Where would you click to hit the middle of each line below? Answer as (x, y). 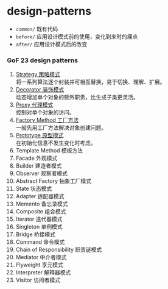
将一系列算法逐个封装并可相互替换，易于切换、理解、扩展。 (90, 82)
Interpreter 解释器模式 (43, 273)
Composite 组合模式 (41, 212)
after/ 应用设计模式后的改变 (51, 44)
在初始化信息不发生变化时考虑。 (56, 143)
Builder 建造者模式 (39, 166)
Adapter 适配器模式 (40, 196)
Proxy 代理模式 (34, 105)
